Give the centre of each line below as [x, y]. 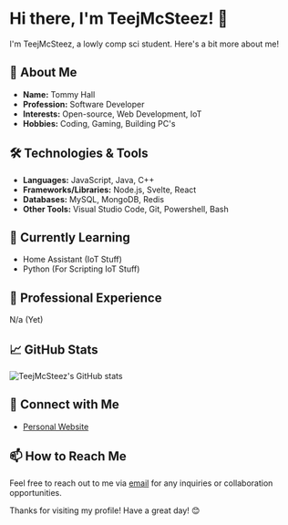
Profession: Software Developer [83, 104]
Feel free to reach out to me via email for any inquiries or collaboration [141, 483]
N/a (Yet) [26, 320]
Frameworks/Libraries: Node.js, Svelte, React [109, 190]
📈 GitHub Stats [54, 350]
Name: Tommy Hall [59, 94]
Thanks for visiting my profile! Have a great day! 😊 [105, 510]
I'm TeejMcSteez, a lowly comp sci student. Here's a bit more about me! [144, 44]
